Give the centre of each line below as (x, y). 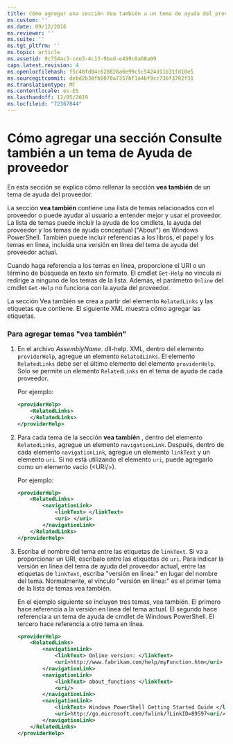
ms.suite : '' (26, 40)
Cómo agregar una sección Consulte (115, 138)
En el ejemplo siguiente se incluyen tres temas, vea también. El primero (119, 602)
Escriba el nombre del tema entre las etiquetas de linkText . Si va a (113, 551)
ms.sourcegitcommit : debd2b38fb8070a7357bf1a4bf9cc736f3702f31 (101, 78)
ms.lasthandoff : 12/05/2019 (48, 98)
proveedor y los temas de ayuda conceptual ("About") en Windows (103, 230)
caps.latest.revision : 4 (43, 65)
